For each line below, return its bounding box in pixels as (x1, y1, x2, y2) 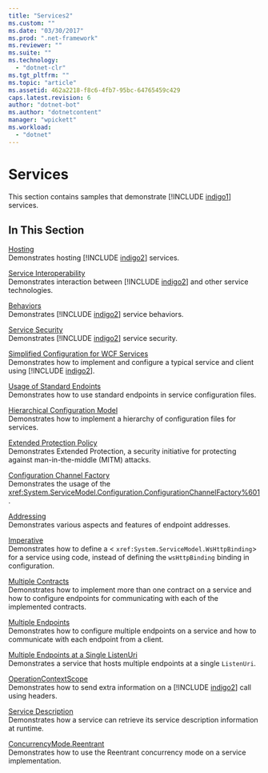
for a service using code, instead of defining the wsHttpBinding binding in (8, 553, 250, 563)
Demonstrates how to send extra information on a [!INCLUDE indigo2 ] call (8, 683, 252, 692)
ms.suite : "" (8, 49, 52, 57)
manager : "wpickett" (8, 116, 78, 124)
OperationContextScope (8, 674, 88, 684)
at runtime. (8, 723, 44, 733)
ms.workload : (8, 123, 52, 131)
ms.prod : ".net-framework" (8, 34, 98, 42)
